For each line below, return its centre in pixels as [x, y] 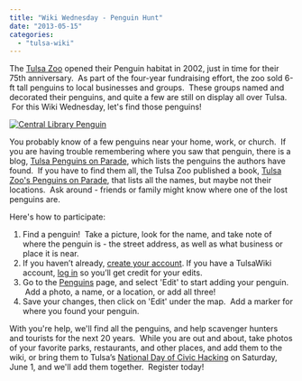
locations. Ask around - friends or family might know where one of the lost [149, 190]
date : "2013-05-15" [46, 26]
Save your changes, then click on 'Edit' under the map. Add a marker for [158, 302]
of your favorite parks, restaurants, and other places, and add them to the [146, 348]
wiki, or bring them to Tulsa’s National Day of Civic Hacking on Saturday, [143, 358]
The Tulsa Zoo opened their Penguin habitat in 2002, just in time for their [144, 69]
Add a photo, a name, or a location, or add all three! [120, 292]
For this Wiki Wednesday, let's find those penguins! [106, 107]
